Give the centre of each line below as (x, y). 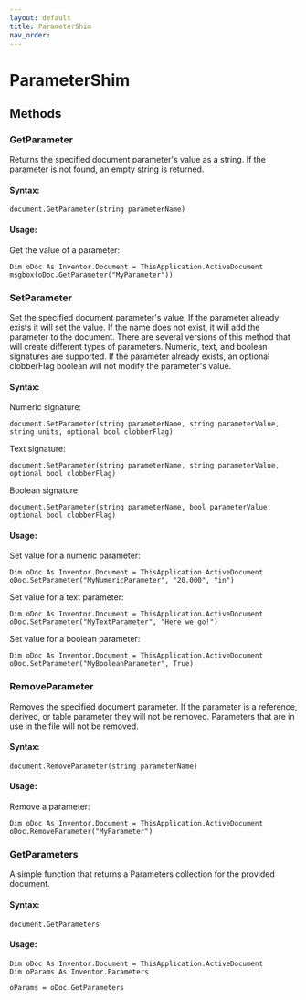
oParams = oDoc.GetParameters (67, 987)
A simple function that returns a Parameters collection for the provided (142, 874)
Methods (36, 114)
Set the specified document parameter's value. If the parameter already (144, 317)
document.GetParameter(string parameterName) (97, 210)
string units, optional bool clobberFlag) (91, 432)
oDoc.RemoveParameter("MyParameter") (81, 832)
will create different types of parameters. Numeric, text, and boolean (138, 346)
